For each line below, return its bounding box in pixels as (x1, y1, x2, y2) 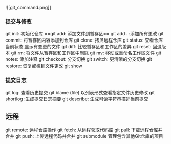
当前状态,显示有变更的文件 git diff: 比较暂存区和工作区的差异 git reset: (5, 44, 152, 50)
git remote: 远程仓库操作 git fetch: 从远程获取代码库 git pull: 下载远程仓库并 (5, 127, 163, 133)
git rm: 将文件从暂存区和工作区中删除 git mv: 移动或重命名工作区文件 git (11, 50, 161, 56)
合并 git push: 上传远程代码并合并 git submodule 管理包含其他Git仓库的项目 (5, 133, 164, 139)
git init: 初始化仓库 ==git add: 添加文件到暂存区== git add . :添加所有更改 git (5, 31, 164, 37)
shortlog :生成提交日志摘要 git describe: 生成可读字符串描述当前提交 (5, 96, 148, 102)
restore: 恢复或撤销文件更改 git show (5, 63, 83, 69)
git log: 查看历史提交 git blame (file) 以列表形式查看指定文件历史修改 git (5, 89, 155, 95)
